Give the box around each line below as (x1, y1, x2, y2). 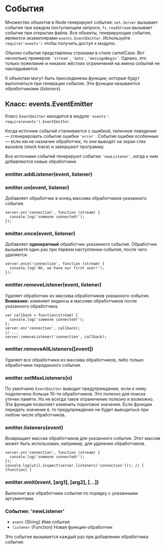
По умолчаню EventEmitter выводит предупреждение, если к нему (5, 386, 147, 392)
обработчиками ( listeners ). (5, 85, 62, 91)
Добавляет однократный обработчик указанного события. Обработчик (5, 241, 157, 247)
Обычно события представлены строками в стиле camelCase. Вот (5, 50, 145, 56)
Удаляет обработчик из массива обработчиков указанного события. (5, 292, 150, 299)
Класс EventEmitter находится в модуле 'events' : (5, 113, 109, 119)
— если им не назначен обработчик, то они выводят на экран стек (5, 138, 146, 144)
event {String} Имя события (12, 519, 70, 525)
